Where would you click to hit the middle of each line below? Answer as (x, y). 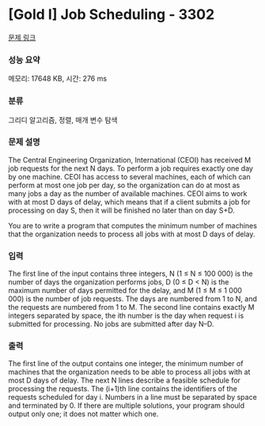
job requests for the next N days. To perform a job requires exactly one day (131, 168)
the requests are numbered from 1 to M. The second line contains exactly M (131, 307)
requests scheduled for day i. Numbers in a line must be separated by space (132, 398)
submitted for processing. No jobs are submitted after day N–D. (111, 324)
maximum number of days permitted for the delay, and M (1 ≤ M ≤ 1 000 (125, 291)
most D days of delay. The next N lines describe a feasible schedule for (125, 380)
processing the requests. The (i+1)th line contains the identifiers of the (123, 389)
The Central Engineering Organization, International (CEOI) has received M (130, 160)
